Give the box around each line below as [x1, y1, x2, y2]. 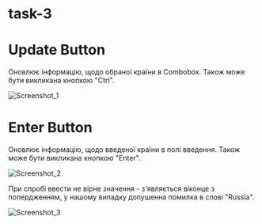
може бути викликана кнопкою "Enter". [8, 154, 141, 163]
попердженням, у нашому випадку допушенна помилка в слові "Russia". [8, 192, 255, 202]
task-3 [8, 5, 52, 23]
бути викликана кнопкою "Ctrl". [8, 76, 115, 85]
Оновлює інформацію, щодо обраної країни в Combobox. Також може [8, 67, 245, 77]
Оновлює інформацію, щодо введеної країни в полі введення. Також [8, 145, 241, 154]
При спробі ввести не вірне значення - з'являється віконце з [8, 184, 215, 194]
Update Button [8, 41, 105, 59]
